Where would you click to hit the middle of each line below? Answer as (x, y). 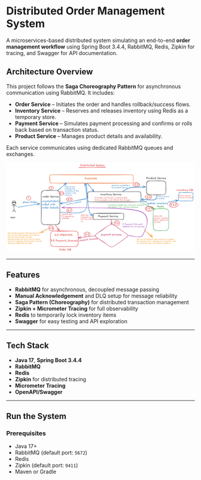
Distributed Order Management (86, 11)
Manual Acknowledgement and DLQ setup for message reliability (96, 296)
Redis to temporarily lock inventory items (66, 315)
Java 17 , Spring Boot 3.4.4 (48, 360)
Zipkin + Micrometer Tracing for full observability (77, 308)
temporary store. (36, 117)
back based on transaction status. (57, 129)
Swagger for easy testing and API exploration (71, 321)
